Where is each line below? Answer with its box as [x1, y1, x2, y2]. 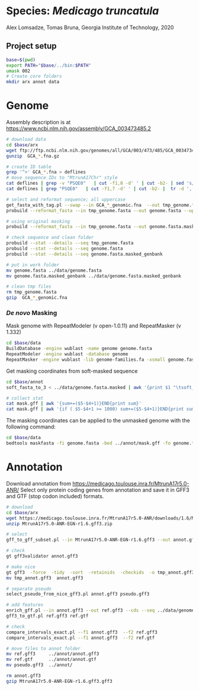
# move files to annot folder [6, 645, 81, 651]
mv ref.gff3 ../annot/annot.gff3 [6, 651, 99, 657]
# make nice [6, 563, 36, 570]
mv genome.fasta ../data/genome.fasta [6, 267, 102, 273]
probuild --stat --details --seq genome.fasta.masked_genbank [6, 251, 163, 257]
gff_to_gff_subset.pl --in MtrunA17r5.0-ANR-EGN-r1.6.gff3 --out [6, 537, 171, 543]
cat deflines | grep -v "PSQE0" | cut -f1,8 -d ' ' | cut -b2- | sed [6, 180, 184, 187]
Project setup [6, 41, 57, 51]
